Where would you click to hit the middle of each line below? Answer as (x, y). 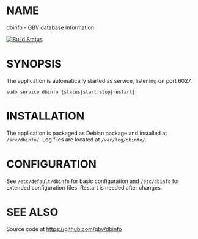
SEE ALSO (32, 212)
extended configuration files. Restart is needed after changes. (84, 187)
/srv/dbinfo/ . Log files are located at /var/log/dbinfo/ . (77, 139)
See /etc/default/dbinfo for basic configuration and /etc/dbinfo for (93, 181)
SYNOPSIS (34, 64)
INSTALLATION (45, 116)
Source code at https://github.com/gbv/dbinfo (64, 229)
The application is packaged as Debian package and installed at (87, 133)
